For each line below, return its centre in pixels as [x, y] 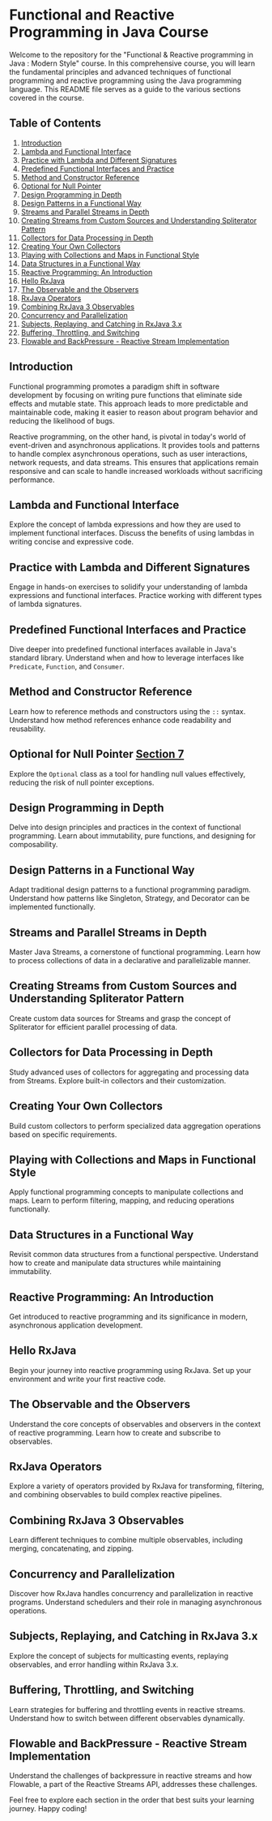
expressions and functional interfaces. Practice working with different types [136, 596]
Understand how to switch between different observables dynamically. [127, 1718]
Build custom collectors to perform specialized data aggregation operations [135, 1126]
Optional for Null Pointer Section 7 [97, 754]
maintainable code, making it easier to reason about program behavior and [134, 412]
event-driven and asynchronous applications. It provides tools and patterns [134, 445]
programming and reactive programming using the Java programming [125, 80]
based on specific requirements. [63, 1134]
